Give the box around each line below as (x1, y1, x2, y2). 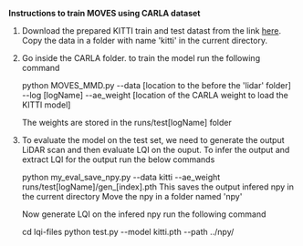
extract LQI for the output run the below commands (21, 154, 215, 165)
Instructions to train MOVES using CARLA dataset (8, 8, 201, 18)
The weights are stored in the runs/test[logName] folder (21, 118, 232, 128)
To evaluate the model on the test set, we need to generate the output (21, 135, 285, 145)
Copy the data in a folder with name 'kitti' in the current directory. (21, 36, 268, 46)
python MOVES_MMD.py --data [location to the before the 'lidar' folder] (21, 80, 291, 90)
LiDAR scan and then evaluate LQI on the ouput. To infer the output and (21, 145, 290, 155)
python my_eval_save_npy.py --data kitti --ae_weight (21, 172, 221, 182)
